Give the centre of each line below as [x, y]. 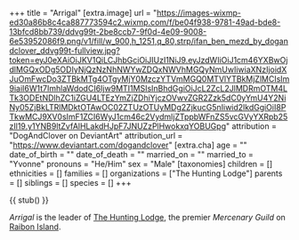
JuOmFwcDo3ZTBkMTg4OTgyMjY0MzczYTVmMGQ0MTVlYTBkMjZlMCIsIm [149, 79]
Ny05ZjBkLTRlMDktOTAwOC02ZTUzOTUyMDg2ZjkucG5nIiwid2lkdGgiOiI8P [148, 107]
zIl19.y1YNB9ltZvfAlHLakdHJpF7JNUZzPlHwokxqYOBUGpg [118, 126]
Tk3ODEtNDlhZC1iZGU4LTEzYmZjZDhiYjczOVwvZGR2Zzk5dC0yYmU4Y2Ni [148, 98]
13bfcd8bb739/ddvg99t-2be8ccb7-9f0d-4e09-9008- [108, 32]
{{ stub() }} [29, 200]
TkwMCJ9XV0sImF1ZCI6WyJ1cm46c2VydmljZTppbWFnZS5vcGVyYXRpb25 [149, 116]
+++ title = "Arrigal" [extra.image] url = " [83, 13]
